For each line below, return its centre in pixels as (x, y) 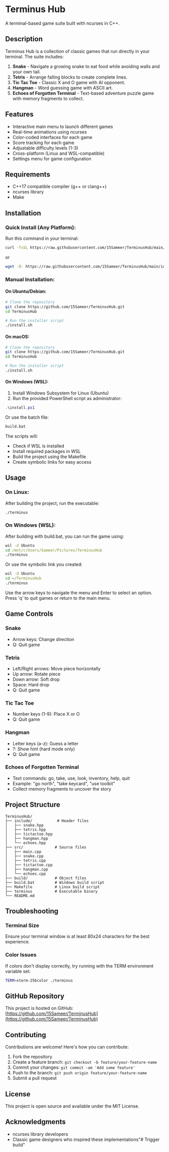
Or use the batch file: (27, 417)
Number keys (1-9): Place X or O (46, 714)
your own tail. (27, 72)
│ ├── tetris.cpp (26, 860)
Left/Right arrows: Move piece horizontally (56, 668)
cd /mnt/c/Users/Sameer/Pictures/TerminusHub (54, 550)
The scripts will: (22, 436)
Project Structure (33, 805)
